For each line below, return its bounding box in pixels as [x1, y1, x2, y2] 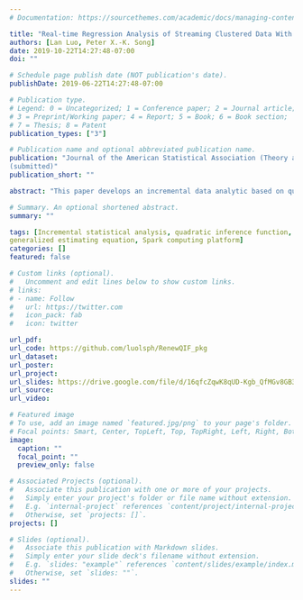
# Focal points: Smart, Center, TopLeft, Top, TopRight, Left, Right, [9, 427, 280, 436]
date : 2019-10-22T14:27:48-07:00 [9, 46, 135, 55]
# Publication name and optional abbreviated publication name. [9, 145, 256, 154]
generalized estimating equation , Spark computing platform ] [9, 236, 244, 245]
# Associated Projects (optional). [9, 477, 143, 486]
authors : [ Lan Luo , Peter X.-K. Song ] [9, 38, 155, 47]
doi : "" [9, 55, 39, 64]
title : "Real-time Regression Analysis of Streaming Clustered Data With [9, 29, 293, 39]
